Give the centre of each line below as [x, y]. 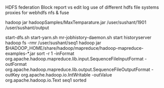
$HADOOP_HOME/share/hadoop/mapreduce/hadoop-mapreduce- [74, 48]
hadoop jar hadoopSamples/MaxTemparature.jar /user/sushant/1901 [76, 22]
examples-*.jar [20, 53]
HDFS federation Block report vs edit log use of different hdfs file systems [82, 7]
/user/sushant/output [27, 28]
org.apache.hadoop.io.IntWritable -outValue [67, 75]
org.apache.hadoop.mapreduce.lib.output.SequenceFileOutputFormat [78, 69]
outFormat [16, 64]
